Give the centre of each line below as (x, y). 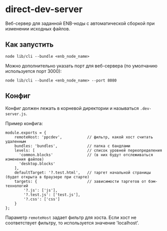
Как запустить (29, 45)
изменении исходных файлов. (38, 28)
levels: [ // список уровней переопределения (88, 150)
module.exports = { (26, 133)
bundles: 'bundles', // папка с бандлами (72, 146)
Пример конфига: (24, 123)
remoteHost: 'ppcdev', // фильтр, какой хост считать (84, 137)
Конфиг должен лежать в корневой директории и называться (72, 108)
